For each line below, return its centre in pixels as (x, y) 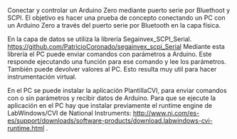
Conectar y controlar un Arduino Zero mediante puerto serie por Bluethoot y (119, 10)
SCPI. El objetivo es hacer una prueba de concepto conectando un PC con (116, 18)
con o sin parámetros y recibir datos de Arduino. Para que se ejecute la (111, 98)
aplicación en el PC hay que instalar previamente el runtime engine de (110, 105)
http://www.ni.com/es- (166, 113)
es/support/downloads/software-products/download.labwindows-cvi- (110, 121)
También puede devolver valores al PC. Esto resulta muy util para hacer (112, 69)
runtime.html (26, 128)
